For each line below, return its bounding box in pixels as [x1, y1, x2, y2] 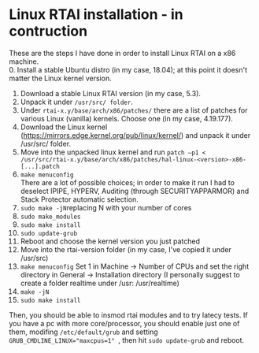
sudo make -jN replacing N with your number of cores [20, 203, 192, 212]
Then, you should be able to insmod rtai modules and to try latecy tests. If [9, 310, 248, 320]
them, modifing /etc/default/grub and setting [9, 327, 158, 336]
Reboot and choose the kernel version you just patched [20, 236, 200, 246]
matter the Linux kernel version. [9, 73, 113, 83]
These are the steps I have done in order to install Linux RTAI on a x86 [9, 48, 236, 58]
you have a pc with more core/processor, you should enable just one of [9, 318, 240, 328]
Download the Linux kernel [20, 122, 108, 132]
